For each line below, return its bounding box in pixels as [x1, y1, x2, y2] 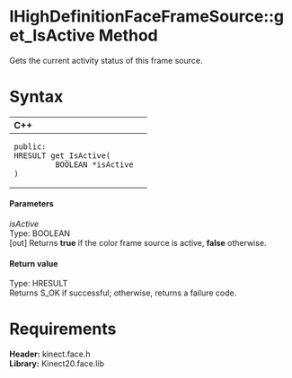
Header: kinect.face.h [9, 348, 91, 360]
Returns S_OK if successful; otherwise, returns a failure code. [9, 287, 237, 298]
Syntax [9, 87, 64, 107]
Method [98, 25, 159, 46]
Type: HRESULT [9, 278, 68, 289]
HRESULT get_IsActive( [13, 150, 111, 161]
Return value [9, 258, 58, 268]
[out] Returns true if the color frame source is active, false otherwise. [9, 238, 267, 249]
